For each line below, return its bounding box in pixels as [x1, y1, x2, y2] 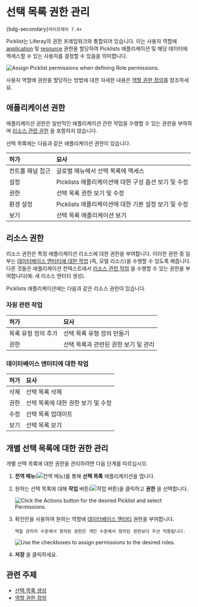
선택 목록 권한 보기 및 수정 [56, 189, 125, 197]
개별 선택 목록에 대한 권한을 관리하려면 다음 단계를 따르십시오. [6, 460, 148, 467]
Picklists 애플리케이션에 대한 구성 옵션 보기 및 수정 [56, 178, 189, 186]
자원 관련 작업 [6, 301, 43, 309]
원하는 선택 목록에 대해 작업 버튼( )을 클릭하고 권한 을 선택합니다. [14, 485, 189, 492]
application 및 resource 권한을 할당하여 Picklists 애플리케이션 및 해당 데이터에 [6, 45, 188, 52]
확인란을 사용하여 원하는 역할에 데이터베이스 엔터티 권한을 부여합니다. [14, 515, 174, 522]
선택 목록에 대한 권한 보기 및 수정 [25, 399, 112, 407]
